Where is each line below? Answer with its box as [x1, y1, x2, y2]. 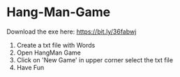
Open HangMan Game [16, 48, 82, 57]
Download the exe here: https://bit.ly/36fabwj [6, 27, 137, 36]
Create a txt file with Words [16, 41, 96, 49]
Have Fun [16, 63, 45, 71]
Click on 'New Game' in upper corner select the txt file [16, 55, 174, 64]
